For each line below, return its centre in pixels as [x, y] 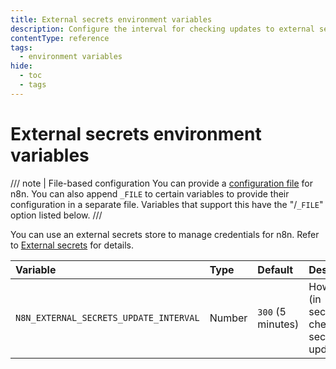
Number [228, 318]
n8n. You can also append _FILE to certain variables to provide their [150, 193]
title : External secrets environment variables [111, 19]
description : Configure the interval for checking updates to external [162, 29]
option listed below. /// [56, 215]
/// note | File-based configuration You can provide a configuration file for [161, 183]
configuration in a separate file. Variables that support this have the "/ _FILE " [167, 204]
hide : [21, 66]
